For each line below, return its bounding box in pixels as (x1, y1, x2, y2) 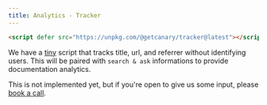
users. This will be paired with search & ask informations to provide (8, 56, 229, 66)
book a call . (8, 88, 46, 97)
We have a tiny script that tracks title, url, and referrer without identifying (8, 47, 246, 57)
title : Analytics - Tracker (8, 11, 102, 20)
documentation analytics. (8, 64, 91, 73)
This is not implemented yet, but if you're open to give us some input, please (8, 80, 259, 89)
